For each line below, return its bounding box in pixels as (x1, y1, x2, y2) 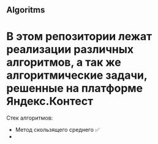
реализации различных (6, 42, 134, 56)
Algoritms (6, 5, 45, 15)
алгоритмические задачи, (6, 68, 148, 82)
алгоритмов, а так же (6, 55, 121, 69)
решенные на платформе (6, 81, 143, 95)
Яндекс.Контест (6, 94, 94, 108)
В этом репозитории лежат (6, 29, 152, 43)
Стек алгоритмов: (6, 114, 53, 121)
